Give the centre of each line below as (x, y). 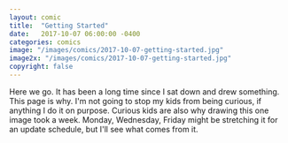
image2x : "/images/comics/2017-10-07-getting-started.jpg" (121, 58)
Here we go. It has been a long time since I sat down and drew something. (144, 91)
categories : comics (45, 42)
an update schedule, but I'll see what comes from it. (104, 129)
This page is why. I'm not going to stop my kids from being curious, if (136, 101)
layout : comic (35, 17)
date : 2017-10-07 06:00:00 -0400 (75, 34)
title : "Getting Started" (59, 26)
